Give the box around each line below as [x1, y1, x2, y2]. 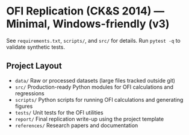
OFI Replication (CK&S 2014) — [6, 4, 165, 18]
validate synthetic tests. [6, 43, 65, 51]
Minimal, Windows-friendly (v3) [6, 17, 170, 31]
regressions [14, 89, 45, 97]
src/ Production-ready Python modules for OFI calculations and [14, 83, 173, 90]
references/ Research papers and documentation [14, 122, 138, 129]
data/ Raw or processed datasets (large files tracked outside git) [14, 77, 176, 84]
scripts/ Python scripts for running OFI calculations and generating [14, 96, 184, 103]
